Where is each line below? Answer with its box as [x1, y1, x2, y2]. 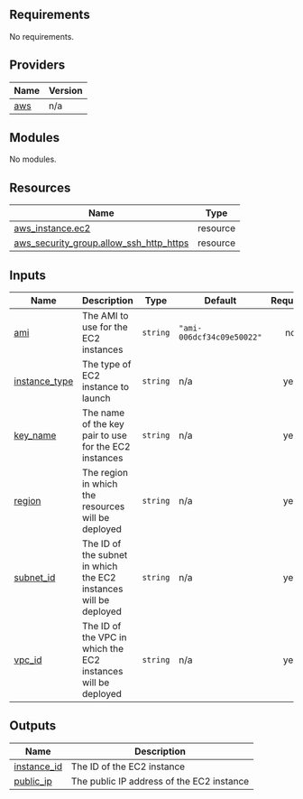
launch [81, 392, 111, 404]
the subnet [81, 549, 128, 562]
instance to [81, 381, 129, 394]
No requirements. [9, 31, 75, 42]
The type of [81, 358, 132, 371]
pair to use [81, 429, 128, 441]
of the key [81, 418, 124, 431]
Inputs [9, 267, 47, 283]
